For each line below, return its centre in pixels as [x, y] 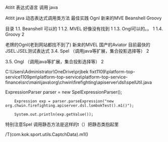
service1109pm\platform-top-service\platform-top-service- [67, 77]
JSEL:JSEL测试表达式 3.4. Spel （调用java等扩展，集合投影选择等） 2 [77, 51]
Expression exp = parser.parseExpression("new [64, 101]
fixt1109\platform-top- [112, 72]
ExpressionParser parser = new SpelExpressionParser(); [64, 92]
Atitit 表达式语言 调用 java [32, 7]
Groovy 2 [15, 34]
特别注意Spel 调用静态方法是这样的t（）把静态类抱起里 [62, 124]
